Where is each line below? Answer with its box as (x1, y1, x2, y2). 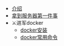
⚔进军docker (11, 20, 44, 26)
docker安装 (20, 26, 48, 33)
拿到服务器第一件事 (11, 12, 58, 19)
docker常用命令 (20, 34, 58, 40)
